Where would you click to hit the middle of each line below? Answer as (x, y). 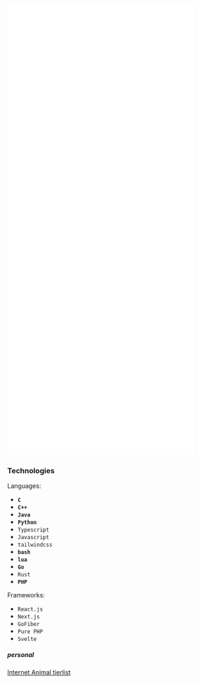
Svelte (27, 639)
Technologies (31, 470)
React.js (30, 609)
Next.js (28, 617)
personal (21, 654)
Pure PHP (30, 632)
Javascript (33, 538)
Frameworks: (26, 595)
